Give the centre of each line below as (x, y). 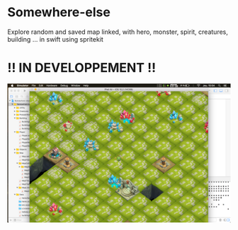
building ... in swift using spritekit (56, 39)
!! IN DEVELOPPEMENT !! (82, 68)
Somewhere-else (59, 12)
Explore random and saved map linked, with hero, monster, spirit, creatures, (118, 32)
